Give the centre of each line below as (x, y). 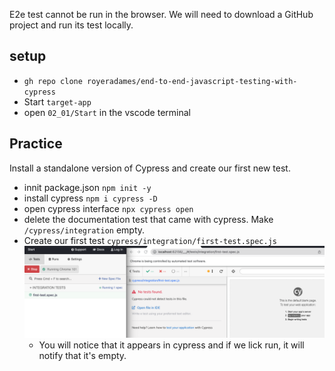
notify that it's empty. (82, 355)
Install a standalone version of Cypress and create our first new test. (150, 168)
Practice (36, 144)
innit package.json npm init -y (87, 187)
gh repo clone (53, 81)
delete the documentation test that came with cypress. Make (148, 219)
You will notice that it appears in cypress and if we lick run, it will (171, 345)
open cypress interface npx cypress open (108, 208)
